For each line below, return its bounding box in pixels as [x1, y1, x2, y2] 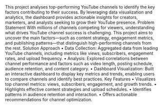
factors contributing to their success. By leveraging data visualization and [5, 9, 153, 15]
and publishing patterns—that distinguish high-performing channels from [5, 40, 152, 46]
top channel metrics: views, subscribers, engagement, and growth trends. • [5, 81, 157, 87]
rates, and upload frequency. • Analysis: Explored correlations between [5, 56, 148, 61]
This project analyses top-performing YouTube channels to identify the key [5, 4, 155, 10]
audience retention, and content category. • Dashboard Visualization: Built [5, 66, 154, 72]
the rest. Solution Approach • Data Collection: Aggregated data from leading [5, 46, 158, 51]
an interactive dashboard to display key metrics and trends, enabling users [5, 71, 155, 76]
